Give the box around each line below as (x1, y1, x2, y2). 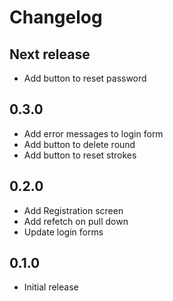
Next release (9, 46, 91, 63)
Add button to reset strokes (23, 149, 137, 161)
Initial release (23, 281, 79, 293)
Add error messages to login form (23, 127, 164, 140)
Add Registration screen (23, 204, 124, 216)
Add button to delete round (23, 138, 136, 150)
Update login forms (23, 226, 104, 238)
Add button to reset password (23, 72, 147, 84)
